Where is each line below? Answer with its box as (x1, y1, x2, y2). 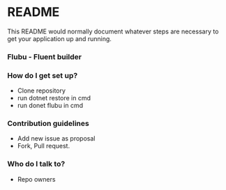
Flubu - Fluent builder (7, 52, 82, 61)
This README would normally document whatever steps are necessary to (7, 27, 219, 35)
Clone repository (17, 86, 66, 95)
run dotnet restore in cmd (17, 94, 91, 102)
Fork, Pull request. (17, 142, 70, 150)
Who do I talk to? (7, 159, 66, 169)
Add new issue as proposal (17, 134, 96, 143)
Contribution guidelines (7, 119, 89, 129)
